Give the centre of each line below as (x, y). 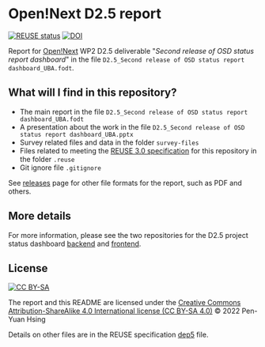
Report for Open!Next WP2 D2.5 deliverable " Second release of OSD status (131, 51)
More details (40, 216)
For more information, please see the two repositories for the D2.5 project (128, 235)
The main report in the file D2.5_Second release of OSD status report (134, 111)
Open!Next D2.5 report (85, 14)
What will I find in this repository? (93, 93)
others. (20, 191)
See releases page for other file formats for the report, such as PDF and (125, 183)
